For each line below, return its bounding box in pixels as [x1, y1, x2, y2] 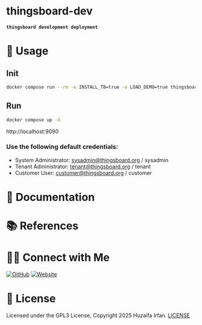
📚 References [6, 219, 79, 233]
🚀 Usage [6, 44, 49, 58]
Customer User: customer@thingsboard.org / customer [14, 169, 152, 176]
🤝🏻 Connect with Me [6, 251, 110, 265]
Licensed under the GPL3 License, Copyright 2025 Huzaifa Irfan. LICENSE [6, 312, 191, 319]
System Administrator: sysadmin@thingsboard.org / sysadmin [14, 156, 169, 163]
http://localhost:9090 [6, 128, 59, 135]
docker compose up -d [6, 116, 61, 123]
